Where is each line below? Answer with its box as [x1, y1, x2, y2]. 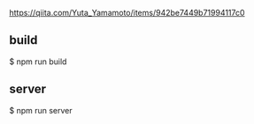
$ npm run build [9, 56, 67, 67]
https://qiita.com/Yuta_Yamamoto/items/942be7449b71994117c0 [9, 8, 245, 18]
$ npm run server [9, 105, 73, 115]
